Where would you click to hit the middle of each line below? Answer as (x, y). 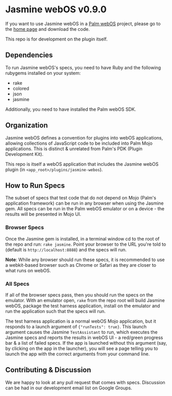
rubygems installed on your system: (43, 73)
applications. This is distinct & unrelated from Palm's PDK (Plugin (74, 148)
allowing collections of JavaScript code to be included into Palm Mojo (79, 143)
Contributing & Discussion (48, 370)
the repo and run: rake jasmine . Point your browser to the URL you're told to (86, 244)
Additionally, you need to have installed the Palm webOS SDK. (71, 109)
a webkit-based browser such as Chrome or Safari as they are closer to (81, 265)
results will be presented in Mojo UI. (43, 214)
